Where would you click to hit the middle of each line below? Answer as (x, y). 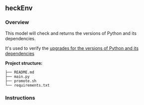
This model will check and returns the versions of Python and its (71, 33)
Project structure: (24, 63)
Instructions (20, 98)
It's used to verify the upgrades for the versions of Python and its (72, 48)
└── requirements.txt (28, 85)
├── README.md (20, 72)
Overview (17, 22)
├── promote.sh (21, 81)
